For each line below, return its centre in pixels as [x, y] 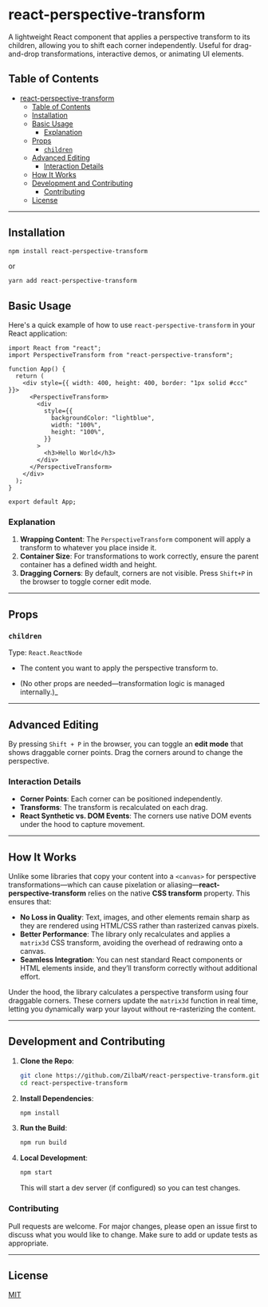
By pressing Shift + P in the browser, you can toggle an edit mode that [126, 744]
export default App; [43, 502]
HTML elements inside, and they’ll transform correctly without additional [138, 968]
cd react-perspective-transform [73, 1083]
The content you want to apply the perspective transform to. [119, 668]
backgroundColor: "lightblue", [103, 418]
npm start [36, 1173]
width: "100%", [76, 425]
